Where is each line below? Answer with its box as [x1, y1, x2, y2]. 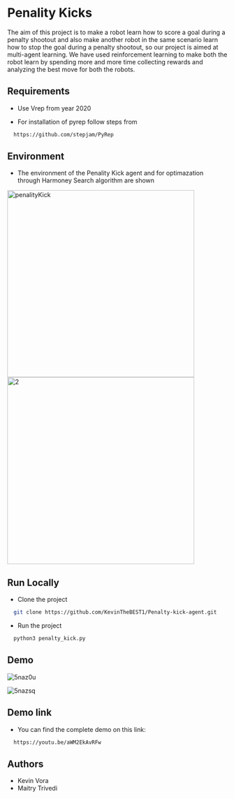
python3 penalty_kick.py [13, 635, 86, 642]
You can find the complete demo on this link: [17, 725, 146, 733]
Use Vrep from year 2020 [17, 103, 92, 113]
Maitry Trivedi [17, 784, 58, 793]
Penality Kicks [7, 5, 93, 21]
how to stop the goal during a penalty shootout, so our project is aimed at [7, 43, 219, 51]
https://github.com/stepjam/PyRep [13, 131, 114, 138]
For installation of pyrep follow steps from [17, 117, 138, 126]
